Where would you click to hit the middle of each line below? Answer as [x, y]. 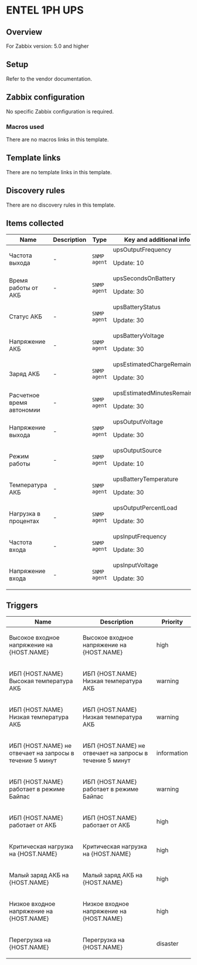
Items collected [35, 223]
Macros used [25, 127]
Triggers [22, 605]
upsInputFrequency [140, 537]
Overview [24, 32]
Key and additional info [157, 240]
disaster [167, 944]
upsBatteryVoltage [138, 336]
